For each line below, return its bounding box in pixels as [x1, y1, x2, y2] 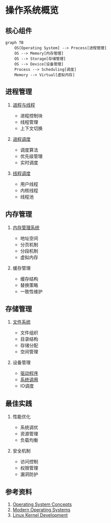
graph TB [5, 40, 24, 45]
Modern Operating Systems [12, 507, 71, 513]
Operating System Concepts [12, 501, 72, 507]
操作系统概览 [5, 5, 59, 16]
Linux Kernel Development [12, 512, 68, 518]
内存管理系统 [12, 224, 40, 231]
